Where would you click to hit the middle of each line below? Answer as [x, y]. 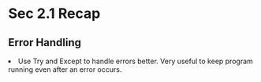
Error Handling [45, 43]
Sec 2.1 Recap [54, 14]
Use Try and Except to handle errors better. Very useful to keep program [136, 61]
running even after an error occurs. [65, 70]
